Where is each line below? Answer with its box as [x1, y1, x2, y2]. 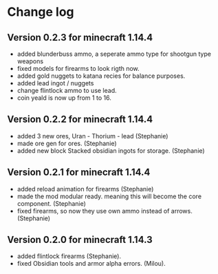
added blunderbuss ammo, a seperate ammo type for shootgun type [17, 50, 212, 58]
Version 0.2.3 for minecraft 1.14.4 [7, 32, 153, 43]
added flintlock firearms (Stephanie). [17, 252, 122, 260]
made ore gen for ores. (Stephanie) [17, 139, 117, 147]
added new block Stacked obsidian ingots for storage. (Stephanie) [17, 146, 205, 155]
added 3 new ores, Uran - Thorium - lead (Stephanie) [17, 131, 168, 140]
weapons [17, 57, 43, 65]
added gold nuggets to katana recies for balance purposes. [17, 72, 186, 80]
